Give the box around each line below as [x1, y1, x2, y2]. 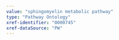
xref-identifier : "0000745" [6, 19, 77, 25]
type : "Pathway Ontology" [6, 14, 71, 20]
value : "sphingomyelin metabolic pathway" [6, 8, 114, 15]
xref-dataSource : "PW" [6, 25, 63, 31]
